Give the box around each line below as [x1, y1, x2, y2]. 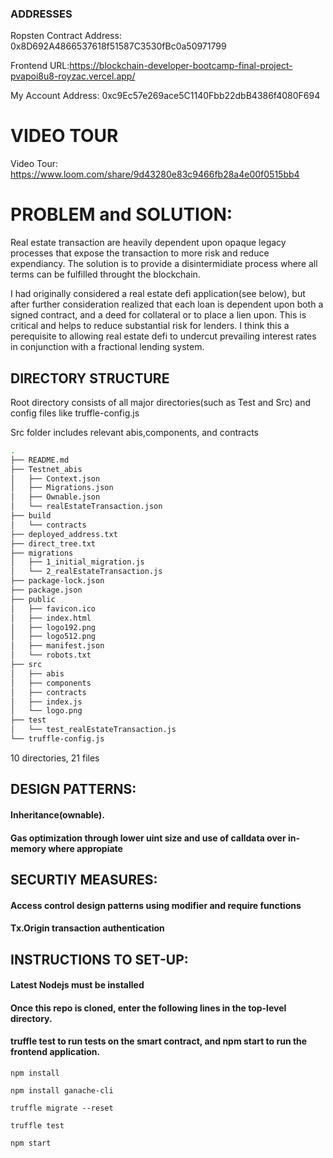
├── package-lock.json [10, 576, 105, 586]
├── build [10, 511, 52, 521]
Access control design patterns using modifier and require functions [10, 899, 302, 911]
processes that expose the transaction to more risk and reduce [10, 247, 270, 259]
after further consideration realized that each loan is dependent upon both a [10, 298, 324, 311]
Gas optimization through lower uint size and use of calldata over [10, 832, 287, 844]
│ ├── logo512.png [10, 632, 97, 642]
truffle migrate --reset [10, 1103, 114, 1113]
